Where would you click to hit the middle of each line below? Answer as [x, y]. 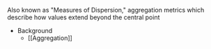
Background [35, 31]
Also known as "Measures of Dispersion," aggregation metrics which [106, 10]
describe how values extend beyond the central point [84, 17]
